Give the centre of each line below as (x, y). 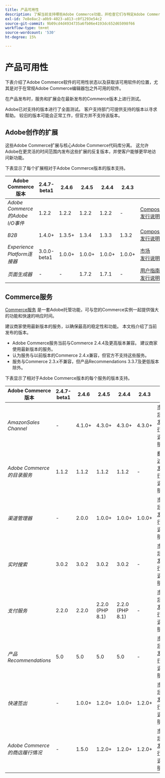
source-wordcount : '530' (30, 33)
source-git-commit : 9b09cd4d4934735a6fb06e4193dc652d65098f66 (70, 23)
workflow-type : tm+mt (27, 28)
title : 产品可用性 (22, 10)
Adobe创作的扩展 (32, 132)
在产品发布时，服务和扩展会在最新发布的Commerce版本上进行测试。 (74, 99)
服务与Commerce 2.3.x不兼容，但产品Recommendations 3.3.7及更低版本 (86, 362)
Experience (21, 247)
